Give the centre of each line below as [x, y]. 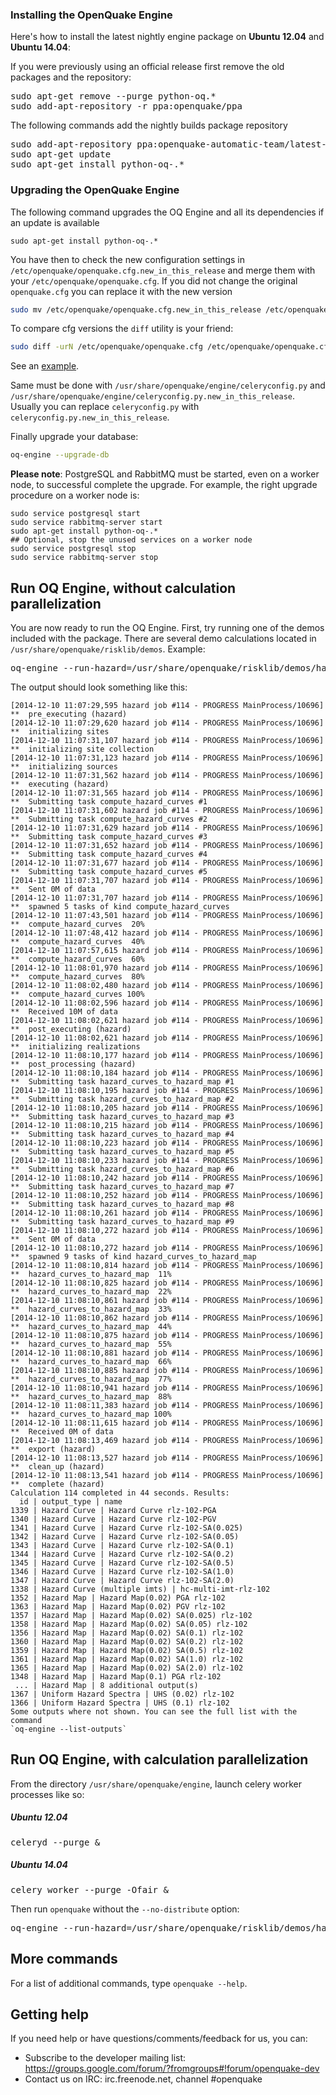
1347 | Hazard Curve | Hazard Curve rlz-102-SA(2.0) [122, 1581]
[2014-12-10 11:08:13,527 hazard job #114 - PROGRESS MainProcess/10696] [167, 1458]
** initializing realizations [75, 1047]
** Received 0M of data [62, 1432]
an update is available [55, 222]
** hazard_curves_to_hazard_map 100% [91, 1414]
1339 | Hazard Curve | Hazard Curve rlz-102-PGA [113, 1511]
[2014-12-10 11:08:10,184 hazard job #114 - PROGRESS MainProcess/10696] [167, 1073]
